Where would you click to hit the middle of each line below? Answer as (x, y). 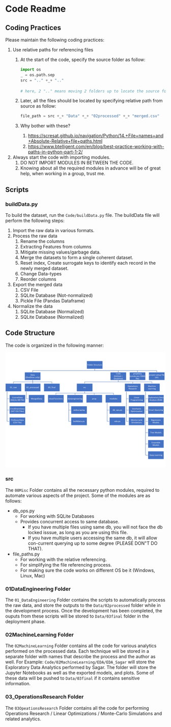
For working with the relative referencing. (63, 559)
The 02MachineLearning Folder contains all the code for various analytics (81, 646)
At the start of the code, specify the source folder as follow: (83, 60)
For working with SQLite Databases (57, 516)
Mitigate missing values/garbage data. (60, 252)
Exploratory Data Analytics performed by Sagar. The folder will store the (81, 667)
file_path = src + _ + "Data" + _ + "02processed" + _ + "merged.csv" (90, 116)
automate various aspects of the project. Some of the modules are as (78, 495)
